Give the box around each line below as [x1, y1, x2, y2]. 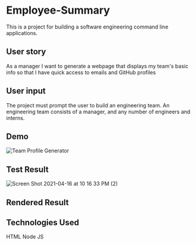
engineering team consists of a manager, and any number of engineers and [6, 108, 191, 115]
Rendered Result [6, 197, 69, 208]
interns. [6, 114, 25, 122]
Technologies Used [6, 217, 79, 227]
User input [6, 86, 46, 96]
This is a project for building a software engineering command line [6, 23, 169, 30]
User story [6, 47, 46, 57]
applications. [6, 29, 37, 36]
